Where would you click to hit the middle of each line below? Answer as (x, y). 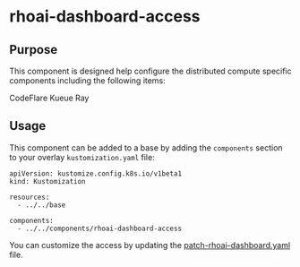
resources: (30, 197)
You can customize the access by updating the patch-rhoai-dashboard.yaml (150, 245)
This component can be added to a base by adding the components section (146, 147)
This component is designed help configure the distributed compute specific (151, 71)
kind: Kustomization (48, 181)
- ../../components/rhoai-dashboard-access (99, 228)
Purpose (34, 50)
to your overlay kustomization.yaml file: (82, 157)
